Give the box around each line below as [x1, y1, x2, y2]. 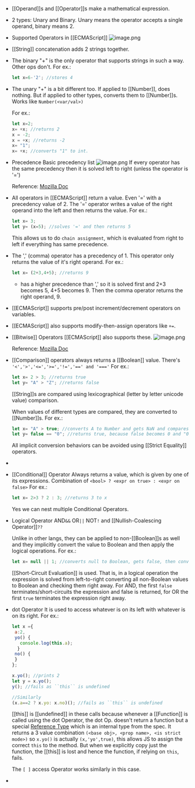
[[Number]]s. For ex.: [11, 414, 63, 421]
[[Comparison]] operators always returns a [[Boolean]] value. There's [11, 357, 181, 364]
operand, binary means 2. [11, 23, 75, 30]
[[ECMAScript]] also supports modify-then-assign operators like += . [11, 322, 176, 329]
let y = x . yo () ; [11, 678, 52, 684]
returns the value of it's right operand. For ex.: [11, 258, 124, 265]
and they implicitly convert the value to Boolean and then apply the [11, 541, 174, 548]
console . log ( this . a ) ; [19, 640, 73, 646]
